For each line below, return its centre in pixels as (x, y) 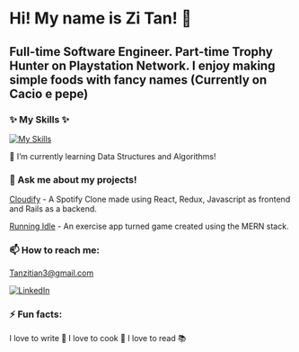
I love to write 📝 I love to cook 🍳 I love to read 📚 (98, 338)
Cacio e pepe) (49, 94)
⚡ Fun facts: (36, 314)
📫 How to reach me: (55, 250)
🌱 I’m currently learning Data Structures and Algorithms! (113, 156)
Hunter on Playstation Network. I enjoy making (142, 65)
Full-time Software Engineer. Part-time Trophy (141, 52)
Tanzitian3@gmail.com (52, 273)
